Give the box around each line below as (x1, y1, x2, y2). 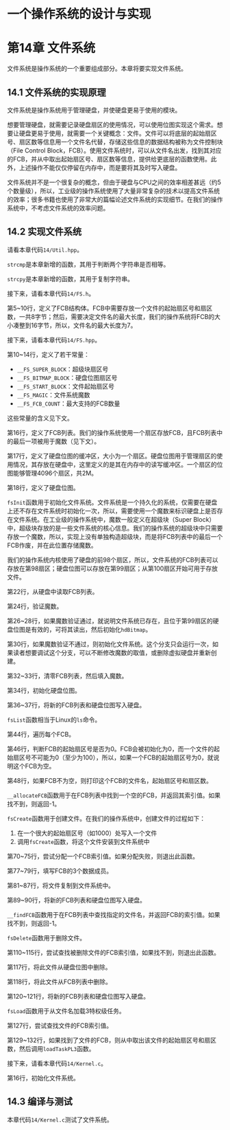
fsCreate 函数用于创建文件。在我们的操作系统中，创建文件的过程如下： (7, 814, 206, 822)
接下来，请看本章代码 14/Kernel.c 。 (7, 1059, 107, 1067)
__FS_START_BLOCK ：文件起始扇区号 (16, 382, 115, 390)
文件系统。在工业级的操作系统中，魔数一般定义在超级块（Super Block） (12, 515, 216, 523)
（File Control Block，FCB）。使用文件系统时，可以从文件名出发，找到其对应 (7, 146, 222, 155)
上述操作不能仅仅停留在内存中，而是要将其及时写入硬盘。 (18, 163, 181, 172)
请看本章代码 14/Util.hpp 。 (7, 245, 84, 254)
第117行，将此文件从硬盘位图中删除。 (7, 963, 112, 971)
